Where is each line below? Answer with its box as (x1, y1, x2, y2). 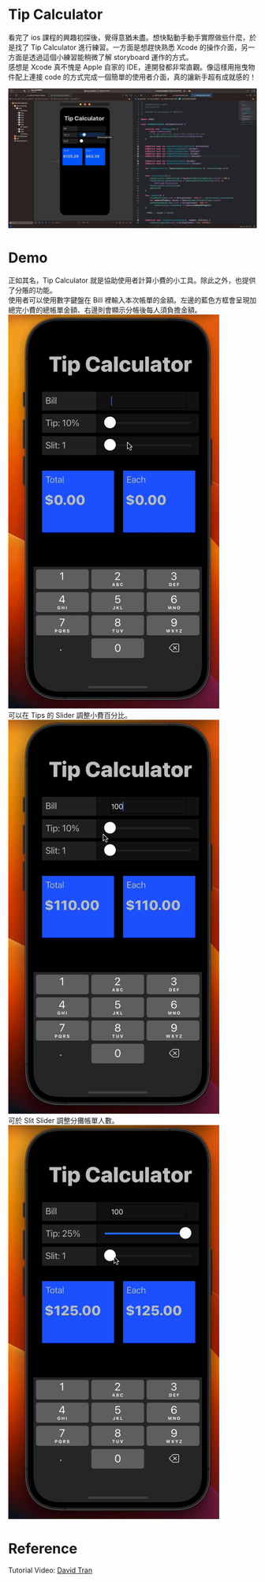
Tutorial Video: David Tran (8, 1565, 93, 1575)
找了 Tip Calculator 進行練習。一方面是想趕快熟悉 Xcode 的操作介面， (14, 42, 242, 52)
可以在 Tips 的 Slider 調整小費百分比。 (8, 711, 132, 720)
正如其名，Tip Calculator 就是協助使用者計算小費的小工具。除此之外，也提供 (8, 276, 256, 285)
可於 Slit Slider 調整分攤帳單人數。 (8, 1116, 119, 1125)
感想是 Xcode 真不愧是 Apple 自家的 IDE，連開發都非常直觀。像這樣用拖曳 (8, 62, 248, 72)
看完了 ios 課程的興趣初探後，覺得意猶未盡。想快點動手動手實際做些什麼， (8, 32, 250, 42)
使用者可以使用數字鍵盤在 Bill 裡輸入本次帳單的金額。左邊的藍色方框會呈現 (8, 295, 250, 305)
